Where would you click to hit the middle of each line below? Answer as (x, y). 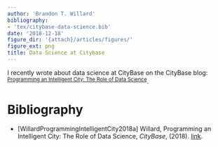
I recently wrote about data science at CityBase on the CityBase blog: (108, 72)
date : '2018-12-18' (36, 33)
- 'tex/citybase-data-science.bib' (59, 27)
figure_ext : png (31, 46)
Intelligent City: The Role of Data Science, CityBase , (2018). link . (110, 136)
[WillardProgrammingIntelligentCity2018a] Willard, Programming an (114, 129)
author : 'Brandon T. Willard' (52, 14)
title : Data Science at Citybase (56, 53)
